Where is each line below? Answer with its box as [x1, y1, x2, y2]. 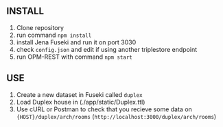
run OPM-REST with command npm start [16, 53, 133, 61]
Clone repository [16, 23, 64, 31]
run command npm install [16, 31, 92, 39]
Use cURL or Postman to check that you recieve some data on [16, 105, 193, 113]
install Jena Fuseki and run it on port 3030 [16, 38, 137, 46]
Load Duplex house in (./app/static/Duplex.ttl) [16, 98, 145, 106]
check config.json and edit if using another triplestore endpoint [16, 45, 198, 53]
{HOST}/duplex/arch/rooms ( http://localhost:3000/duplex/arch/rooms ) [16, 112, 217, 120]
